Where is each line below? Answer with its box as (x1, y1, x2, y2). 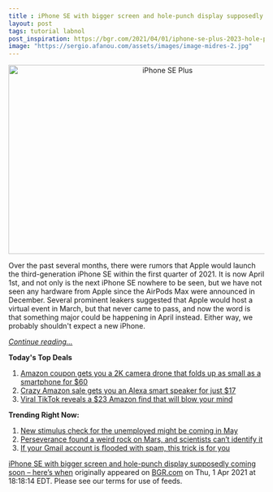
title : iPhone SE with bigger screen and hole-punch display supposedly (8, 11, 264, 20)
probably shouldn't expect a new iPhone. (8, 321, 146, 331)
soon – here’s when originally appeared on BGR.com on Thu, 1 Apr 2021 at (8, 468, 256, 477)
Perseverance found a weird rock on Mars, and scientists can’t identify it (19, 434, 263, 444)
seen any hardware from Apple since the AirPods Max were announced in (8, 286, 256, 297)
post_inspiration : (8, 34, 71, 43)
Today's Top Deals (8, 353, 73, 363)
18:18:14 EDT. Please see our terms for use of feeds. (8, 477, 183, 486)
